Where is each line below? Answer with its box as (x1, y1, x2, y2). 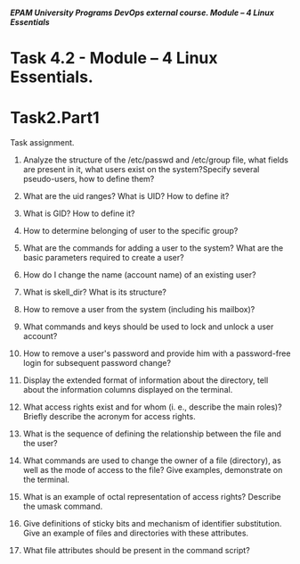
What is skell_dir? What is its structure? (22, 286, 167, 297)
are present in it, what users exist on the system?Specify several (22, 163, 260, 174)
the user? (22, 437, 59, 448)
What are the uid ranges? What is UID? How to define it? (22, 190, 230, 201)
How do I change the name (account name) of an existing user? (22, 269, 256, 280)
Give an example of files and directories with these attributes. (22, 527, 248, 538)
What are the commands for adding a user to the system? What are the (22, 242, 284, 253)
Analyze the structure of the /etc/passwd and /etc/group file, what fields (22, 154, 288, 165)
